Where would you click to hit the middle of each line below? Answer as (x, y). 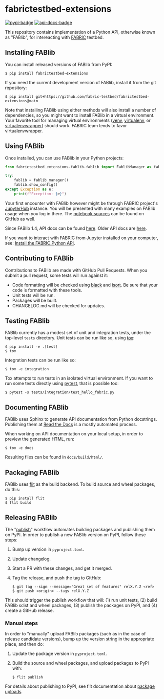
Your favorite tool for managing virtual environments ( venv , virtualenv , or (78, 120)
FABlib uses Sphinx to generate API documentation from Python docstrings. (81, 419)
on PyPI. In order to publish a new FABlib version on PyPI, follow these (76, 535)
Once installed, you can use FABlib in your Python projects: (64, 158)
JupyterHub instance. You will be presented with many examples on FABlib (80, 208)
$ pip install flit (25, 498)
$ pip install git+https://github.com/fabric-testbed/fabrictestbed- (77, 96)
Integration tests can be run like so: (41, 360)
